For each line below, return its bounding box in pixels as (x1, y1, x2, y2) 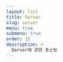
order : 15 (6, 36, 31, 42)
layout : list (6, 8, 39, 15)
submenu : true (6, 31, 42, 37)
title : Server (6, 14, 42, 20)
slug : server (6, 19, 39, 25)
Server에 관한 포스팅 (11, 47, 58, 53)
